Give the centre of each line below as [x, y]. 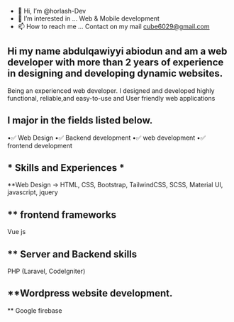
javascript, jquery [33, 192]
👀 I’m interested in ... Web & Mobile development [88, 18]
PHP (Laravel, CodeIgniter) [46, 271]
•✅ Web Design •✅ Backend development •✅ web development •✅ [107, 138]
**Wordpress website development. [90, 293]
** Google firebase [35, 310]
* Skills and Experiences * [66, 168]
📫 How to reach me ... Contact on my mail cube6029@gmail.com [114, 26]
